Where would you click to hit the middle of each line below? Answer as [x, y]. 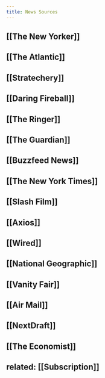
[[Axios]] [23, 222]
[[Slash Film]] [32, 202]
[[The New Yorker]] [43, 37]
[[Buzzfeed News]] [43, 161]
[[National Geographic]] [52, 264]
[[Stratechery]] [35, 77]
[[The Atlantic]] [36, 57]
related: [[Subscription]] [53, 367]
